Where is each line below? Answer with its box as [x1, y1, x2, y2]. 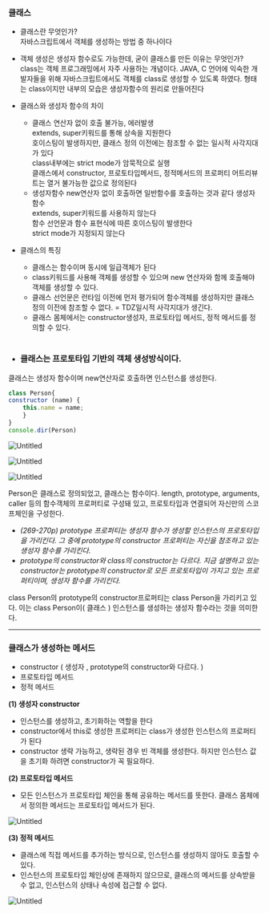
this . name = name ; [22, 404, 84, 412]
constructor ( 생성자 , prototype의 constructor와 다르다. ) [19, 662, 204, 672]
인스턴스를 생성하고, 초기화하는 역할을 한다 [19, 716, 154, 726]
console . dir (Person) [8, 426, 78, 434]
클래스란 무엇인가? [19, 26, 78, 37]
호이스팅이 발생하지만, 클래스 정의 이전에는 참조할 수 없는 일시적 [31, 138, 231, 148]
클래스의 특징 [19, 245, 62, 255]
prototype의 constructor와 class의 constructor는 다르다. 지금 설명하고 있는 [19, 555, 259, 565]
